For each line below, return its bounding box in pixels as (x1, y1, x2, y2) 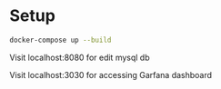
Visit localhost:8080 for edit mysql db (9, 52, 150, 63)
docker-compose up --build (9, 35, 112, 44)
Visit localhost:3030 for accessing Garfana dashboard (9, 69, 212, 80)
